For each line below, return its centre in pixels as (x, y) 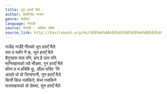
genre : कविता (17, 19)
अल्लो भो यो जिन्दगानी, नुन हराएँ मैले (33, 74)
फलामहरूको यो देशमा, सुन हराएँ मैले (33, 86)
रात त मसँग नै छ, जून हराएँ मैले (29, 52)
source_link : (19, 33)
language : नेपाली (20, 23)
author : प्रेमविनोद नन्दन (24, 14)
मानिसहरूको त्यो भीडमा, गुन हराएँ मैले (34, 63)
